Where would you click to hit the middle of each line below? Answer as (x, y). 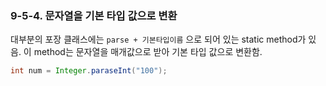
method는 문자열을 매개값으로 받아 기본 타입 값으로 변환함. (148, 52)
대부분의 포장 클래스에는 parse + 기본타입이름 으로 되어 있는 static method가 (158, 39)
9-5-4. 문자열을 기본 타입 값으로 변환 (94, 15)
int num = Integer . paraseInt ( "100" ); (89, 71)
